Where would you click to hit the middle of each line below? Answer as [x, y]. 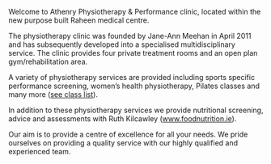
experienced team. [40, 151]
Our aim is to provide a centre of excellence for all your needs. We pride [128, 134]
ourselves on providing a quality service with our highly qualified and [123, 143]
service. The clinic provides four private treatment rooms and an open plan [133, 53]
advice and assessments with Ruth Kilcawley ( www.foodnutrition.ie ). [123, 119]
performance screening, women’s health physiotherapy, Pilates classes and [134, 86]
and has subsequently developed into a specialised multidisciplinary [122, 44]
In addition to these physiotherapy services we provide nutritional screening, [136, 110]
